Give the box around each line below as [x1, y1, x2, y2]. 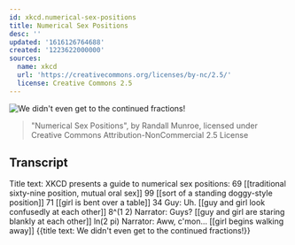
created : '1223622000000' [9, 46, 105, 55]
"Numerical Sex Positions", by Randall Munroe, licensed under [30, 120, 259, 131]
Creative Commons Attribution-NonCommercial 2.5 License [30, 129, 249, 140]
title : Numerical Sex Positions [9, 21, 128, 30]
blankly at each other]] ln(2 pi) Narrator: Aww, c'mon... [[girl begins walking [9, 216, 284, 226]
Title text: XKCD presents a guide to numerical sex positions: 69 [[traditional [9, 179, 286, 189]
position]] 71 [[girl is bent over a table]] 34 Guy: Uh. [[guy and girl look [9, 197, 266, 208]
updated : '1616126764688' [9, 37, 105, 47]
